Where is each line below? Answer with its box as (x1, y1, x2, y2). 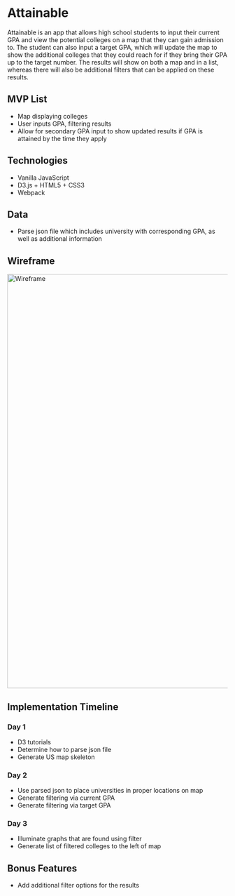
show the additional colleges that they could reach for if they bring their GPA (7, 51, 227, 59)
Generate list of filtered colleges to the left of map (17, 842, 162, 850)
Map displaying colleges (17, 112, 88, 120)
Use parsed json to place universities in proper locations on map (17, 786, 204, 795)
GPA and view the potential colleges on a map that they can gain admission (7, 35, 224, 44)
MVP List (7, 93, 48, 105)
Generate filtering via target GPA (17, 801, 111, 810)
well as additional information (17, 235, 103, 243)
